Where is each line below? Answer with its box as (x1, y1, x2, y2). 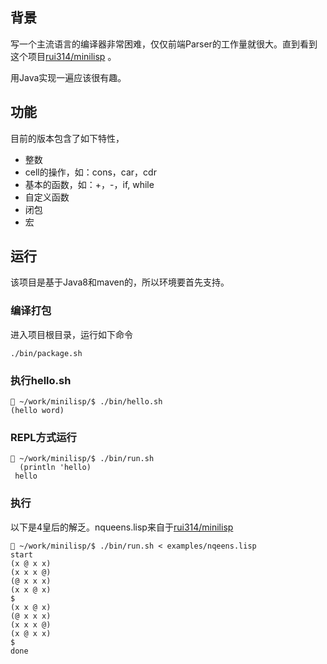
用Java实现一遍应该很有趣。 (10, 71, 127, 83)
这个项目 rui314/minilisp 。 (10, 50, 117, 62)
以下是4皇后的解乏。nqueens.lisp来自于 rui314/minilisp (10, 521, 234, 533)
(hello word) (10, 406, 65, 416)
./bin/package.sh (10, 348, 83, 358)
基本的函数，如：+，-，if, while (24, 178, 155, 190)
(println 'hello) (19, 463, 92, 473)
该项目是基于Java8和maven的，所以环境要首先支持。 (10, 276, 230, 288)
